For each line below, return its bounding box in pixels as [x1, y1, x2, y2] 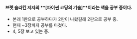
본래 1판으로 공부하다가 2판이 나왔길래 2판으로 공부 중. [12, 16, 118, 22]
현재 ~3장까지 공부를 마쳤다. [12, 22, 68, 28]
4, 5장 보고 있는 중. [12, 28, 50, 34]
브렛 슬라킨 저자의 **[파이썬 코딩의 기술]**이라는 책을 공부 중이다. [5, 4, 133, 10]
